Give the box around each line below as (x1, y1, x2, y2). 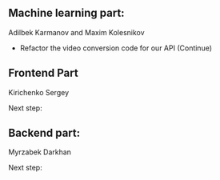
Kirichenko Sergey (8, 87, 70, 97)
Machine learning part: (8, 6, 126, 20)
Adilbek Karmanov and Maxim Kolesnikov (8, 27, 146, 37)
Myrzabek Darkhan (8, 147, 72, 157)
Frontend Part (8, 66, 78, 80)
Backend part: (8, 126, 81, 140)
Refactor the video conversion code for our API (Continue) (19, 43, 213, 53)
